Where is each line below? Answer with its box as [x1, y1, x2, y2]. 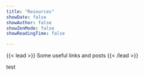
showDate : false [6, 14, 46, 20]
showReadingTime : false [6, 31, 65, 37]
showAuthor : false [6, 19, 52, 25]
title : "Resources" [6, 8, 55, 15]
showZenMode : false [6, 25, 55, 31]
